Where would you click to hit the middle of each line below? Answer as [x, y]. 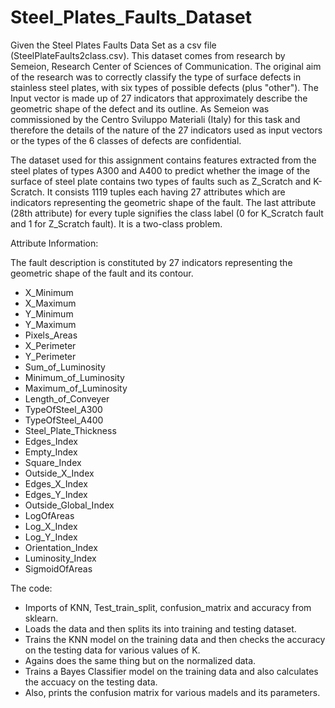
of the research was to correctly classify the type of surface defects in [156, 77]
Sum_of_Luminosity [65, 367]
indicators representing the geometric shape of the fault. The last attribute [163, 202]
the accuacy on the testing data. [91, 682]
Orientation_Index [61, 547]
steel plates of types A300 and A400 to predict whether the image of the [160, 170]
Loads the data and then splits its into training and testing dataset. [160, 628]
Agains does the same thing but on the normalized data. [140, 660]
